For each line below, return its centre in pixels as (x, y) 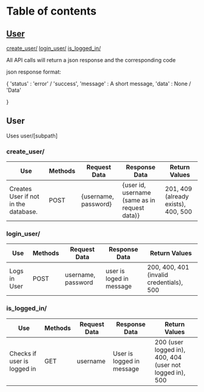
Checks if (23, 353)
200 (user (169, 342)
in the (17, 204)
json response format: (34, 72)
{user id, (134, 185)
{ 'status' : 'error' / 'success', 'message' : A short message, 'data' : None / (99, 84)
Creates (21, 189)
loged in (117, 279)
